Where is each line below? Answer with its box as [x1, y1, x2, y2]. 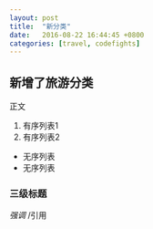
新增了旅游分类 [9, 75, 94, 90]
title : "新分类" [9, 22, 71, 31]
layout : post [9, 13, 59, 23]
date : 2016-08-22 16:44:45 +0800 [9, 30, 145, 39]
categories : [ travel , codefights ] [9, 38, 141, 48]
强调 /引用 [9, 210, 47, 221]
